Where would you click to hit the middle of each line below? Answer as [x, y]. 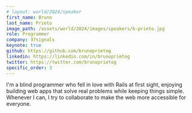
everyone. [19, 104]
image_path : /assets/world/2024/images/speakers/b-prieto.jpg [85, 29]
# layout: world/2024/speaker [44, 12]
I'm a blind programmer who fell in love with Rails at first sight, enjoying [94, 85]
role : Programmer [28, 34]
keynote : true [24, 46]
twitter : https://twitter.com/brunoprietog [61, 62]
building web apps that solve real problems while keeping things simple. [95, 91]
